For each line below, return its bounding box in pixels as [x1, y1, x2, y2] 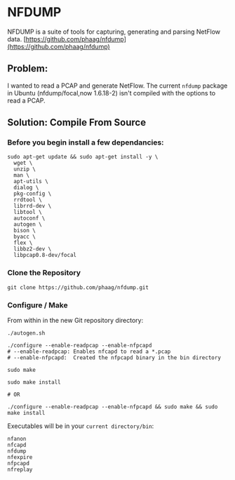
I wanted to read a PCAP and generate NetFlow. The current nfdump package [7, 81, 228, 90]
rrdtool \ [13, 196, 42, 204]
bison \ [13, 227, 36, 234]
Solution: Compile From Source [7, 116, 146, 128]
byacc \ [13, 233, 36, 241]
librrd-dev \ [13, 203, 52, 210]
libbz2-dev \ [13, 246, 52, 253]
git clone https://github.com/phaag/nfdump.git [7, 284, 149, 291]
